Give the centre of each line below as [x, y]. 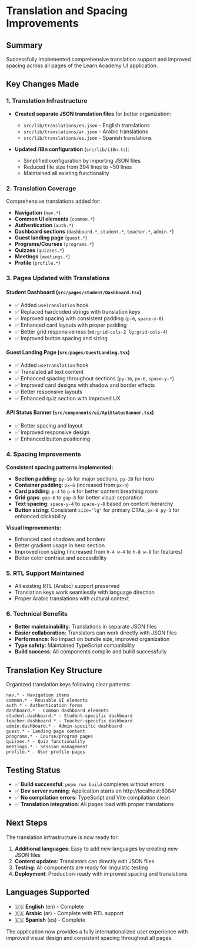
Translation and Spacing [67, 11]
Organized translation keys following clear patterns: [69, 685]
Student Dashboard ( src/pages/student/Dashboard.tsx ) [74, 292]
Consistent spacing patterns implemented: [60, 467]
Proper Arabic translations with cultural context [72, 599]
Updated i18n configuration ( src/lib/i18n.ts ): [72, 149]
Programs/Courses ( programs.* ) [54, 244]
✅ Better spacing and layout [49, 425]
